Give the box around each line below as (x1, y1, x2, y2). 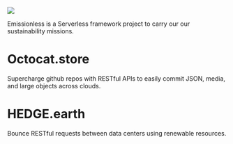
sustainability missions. (7, 27, 75, 35)
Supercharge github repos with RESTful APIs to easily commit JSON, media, (7, 74, 225, 83)
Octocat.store (7, 51, 90, 67)
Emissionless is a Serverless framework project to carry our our (7, 19, 190, 28)
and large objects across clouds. (7, 81, 101, 90)
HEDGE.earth (7, 106, 86, 122)
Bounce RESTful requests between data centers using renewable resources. (7, 129, 227, 137)
